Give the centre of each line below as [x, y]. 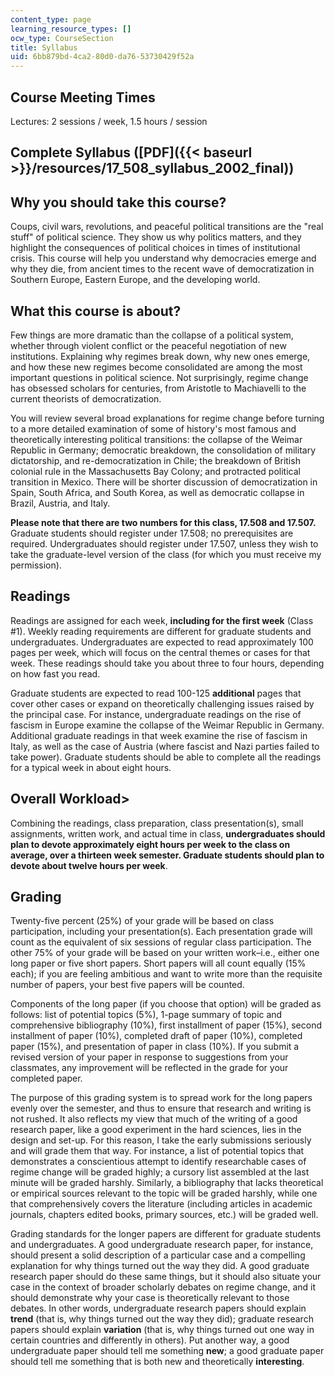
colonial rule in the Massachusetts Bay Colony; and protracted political [155, 471]
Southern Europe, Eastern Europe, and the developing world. [135, 280]
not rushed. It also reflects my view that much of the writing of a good [154, 1119]
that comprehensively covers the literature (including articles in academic [161, 1204]
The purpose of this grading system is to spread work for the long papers [161, 1098]
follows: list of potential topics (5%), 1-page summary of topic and [146, 1015]
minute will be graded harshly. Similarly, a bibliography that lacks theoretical [167, 1183]
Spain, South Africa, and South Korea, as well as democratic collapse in [157, 492]
